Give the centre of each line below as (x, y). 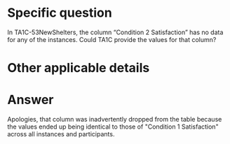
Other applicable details (79, 68)
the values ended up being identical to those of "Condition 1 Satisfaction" (113, 127)
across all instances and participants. (61, 134)
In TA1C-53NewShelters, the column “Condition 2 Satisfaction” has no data (115, 32)
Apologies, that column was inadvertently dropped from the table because (115, 120)
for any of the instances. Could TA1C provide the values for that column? (112, 39)
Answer (31, 100)
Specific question (60, 13)
